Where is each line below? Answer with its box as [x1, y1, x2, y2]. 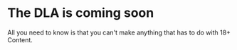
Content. [7, 35, 33, 44]
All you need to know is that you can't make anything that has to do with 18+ [7, 28, 231, 37]
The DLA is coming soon [7, 5, 154, 21]
